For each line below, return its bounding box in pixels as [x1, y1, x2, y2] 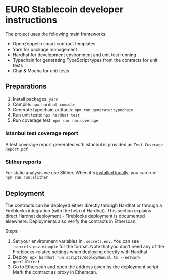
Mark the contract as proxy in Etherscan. [12, 269, 97, 275]
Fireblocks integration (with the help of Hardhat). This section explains [5, 208, 151, 214]
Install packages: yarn [12, 96, 59, 102]
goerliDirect [12, 259, 40, 265]
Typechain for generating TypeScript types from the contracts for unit [12, 57, 158, 63]
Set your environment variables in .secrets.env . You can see [12, 238, 139, 244]
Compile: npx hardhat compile [12, 101, 76, 107]
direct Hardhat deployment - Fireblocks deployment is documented [5, 213, 145, 219]
